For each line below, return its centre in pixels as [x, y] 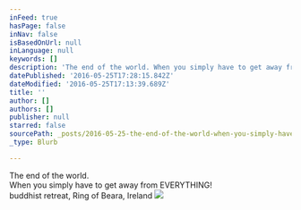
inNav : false [34, 34]
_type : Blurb [34, 142]
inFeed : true [34, 17]
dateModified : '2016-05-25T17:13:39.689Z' [90, 84]
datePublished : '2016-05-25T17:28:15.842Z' [92, 76]
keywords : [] [34, 59]
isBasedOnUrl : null [46, 42]
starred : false [38, 126]
